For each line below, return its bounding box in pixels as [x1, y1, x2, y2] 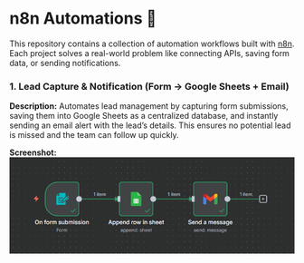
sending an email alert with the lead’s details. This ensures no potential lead [9, 120, 291, 131]
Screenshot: [9, 147, 57, 158]
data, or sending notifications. [9, 57, 121, 68]
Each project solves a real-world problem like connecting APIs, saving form [9, 47, 290, 58]
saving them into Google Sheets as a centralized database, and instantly [9, 111, 279, 122]
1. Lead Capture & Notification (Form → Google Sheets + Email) [9, 80, 290, 93]
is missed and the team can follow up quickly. [9, 130, 179, 141]
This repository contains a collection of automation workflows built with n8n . [9, 38, 295, 49]
